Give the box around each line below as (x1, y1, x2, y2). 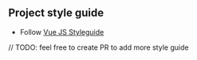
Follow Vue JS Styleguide (19, 27, 104, 36)
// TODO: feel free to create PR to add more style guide (8, 43, 189, 52)
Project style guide (8, 6, 104, 20)
